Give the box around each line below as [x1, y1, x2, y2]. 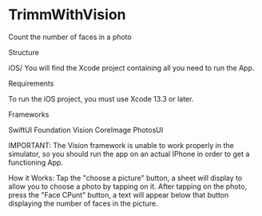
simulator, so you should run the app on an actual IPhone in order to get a [8, 149, 250, 158]
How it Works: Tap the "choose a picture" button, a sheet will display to [8, 173, 243, 182]
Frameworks [8, 110, 50, 119]
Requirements [8, 78, 54, 88]
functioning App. [8, 158, 64, 167]
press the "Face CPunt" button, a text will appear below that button [8, 190, 229, 199]
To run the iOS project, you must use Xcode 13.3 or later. [8, 94, 194, 103]
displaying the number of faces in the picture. [8, 198, 158, 208]
